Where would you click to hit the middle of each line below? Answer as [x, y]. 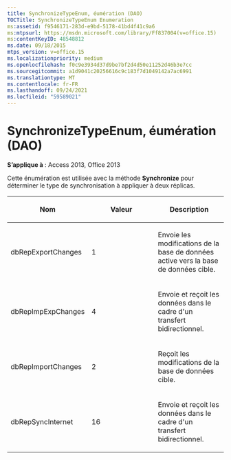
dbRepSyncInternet [42, 421]
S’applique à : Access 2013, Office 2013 [64, 164]
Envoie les [174, 234]
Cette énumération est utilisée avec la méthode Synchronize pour [101, 178]
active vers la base [188, 261]
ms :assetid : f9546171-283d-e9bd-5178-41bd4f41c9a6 [81, 26]
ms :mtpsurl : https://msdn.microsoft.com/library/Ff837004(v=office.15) [112, 33]
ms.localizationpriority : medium [55, 59]
